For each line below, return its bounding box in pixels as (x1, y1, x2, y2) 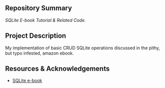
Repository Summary (5, 4, 72, 12)
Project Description (5, 32, 66, 40)
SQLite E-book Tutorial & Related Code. (5, 17, 86, 23)
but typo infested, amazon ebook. (5, 50, 74, 56)
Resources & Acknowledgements (5, 65, 110, 73)
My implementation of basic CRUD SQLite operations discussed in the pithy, (5, 45, 160, 51)
